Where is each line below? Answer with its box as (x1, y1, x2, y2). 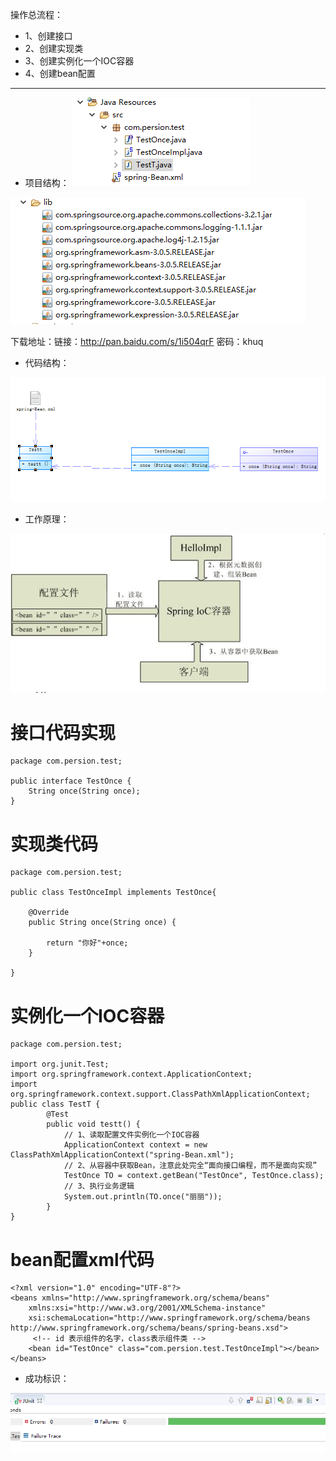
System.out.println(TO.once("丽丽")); (63, 1192, 223, 1202)
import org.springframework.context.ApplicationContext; (10, 1069, 253, 1080)
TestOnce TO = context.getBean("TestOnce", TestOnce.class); (63, 1171, 325, 1181)
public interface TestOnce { (10, 776, 132, 787)
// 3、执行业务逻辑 (63, 1181, 135, 1192)
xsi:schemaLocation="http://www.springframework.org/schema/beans (28, 1313, 311, 1323)
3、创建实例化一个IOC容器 (24, 55, 135, 67)
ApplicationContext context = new (63, 1140, 208, 1150)
